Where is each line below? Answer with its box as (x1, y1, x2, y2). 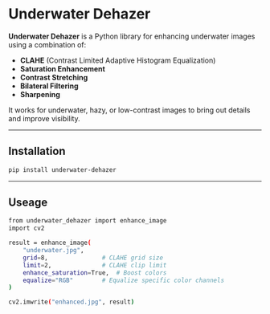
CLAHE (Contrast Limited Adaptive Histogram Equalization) (19, 55, 216, 65)
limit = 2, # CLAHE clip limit (22, 261, 167, 269)
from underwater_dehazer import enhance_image (8, 217, 167, 225)
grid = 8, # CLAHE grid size (22, 254, 163, 262)
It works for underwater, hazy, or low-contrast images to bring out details (8, 105, 251, 115)
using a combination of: (8, 39, 87, 49)
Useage (8, 196, 48, 210)
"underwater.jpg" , (22, 247, 84, 255)
